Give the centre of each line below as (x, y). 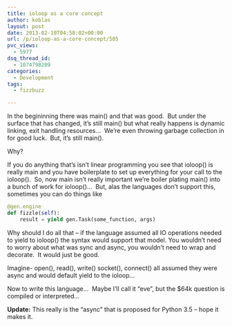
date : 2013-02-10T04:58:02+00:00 (55, 33)
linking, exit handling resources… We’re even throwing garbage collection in (116, 131)
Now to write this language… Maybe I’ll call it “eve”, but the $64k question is (116, 288)
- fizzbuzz (29, 90)
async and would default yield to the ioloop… (71, 275)
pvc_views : (23, 45)
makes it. (20, 316)
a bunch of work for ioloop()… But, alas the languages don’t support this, (112, 187)
